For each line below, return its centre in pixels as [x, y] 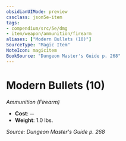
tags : [13, 23]
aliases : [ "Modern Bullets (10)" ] [49, 39]
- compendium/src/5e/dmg [37, 28]
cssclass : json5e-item [34, 17]
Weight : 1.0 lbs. [34, 120]
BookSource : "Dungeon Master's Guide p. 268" [63, 56]
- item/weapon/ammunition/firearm [49, 34]
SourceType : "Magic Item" [38, 45]
